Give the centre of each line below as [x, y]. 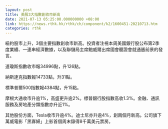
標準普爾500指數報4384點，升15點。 [43, 87]
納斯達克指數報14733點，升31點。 [40, 77]
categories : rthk [23, 28]
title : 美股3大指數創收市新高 [33, 14]
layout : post [19, 10]
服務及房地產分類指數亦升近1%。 [39, 104]
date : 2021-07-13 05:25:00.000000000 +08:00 [52, 19]
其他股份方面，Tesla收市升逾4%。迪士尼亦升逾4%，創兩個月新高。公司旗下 [83, 115]
